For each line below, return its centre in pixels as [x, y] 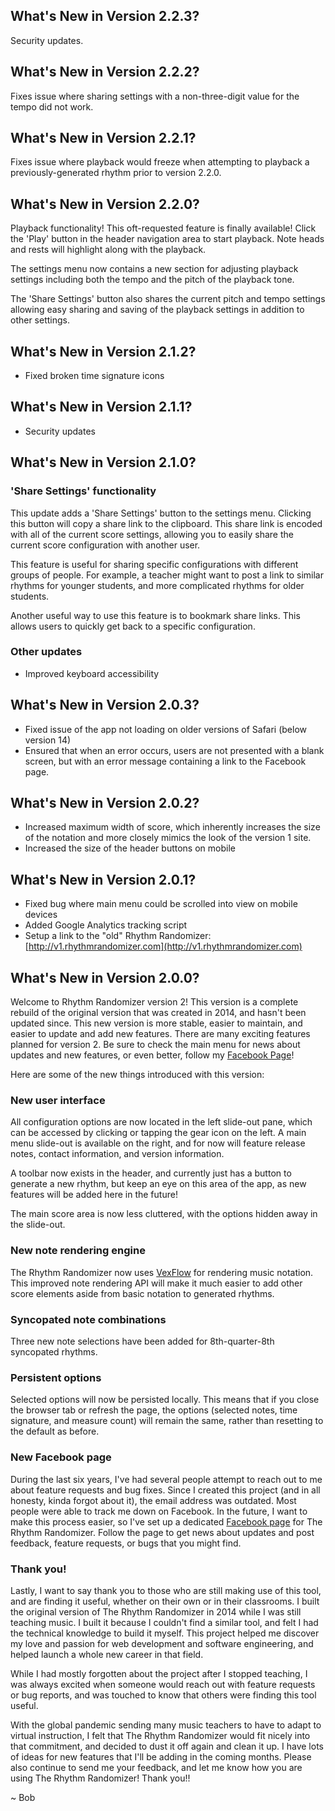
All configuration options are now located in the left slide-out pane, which [161, 1122]
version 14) [48, 740]
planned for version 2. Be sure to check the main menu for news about [155, 1045]
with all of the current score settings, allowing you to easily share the [152, 534]
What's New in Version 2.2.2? [105, 72]
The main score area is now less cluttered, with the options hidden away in [164, 1214]
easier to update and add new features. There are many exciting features [160, 1034]
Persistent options [56, 1377]
